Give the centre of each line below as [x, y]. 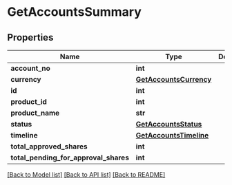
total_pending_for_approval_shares [70, 157]
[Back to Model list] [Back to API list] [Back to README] [86, 175]
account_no [30, 68]
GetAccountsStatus [169, 124]
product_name [35, 113]
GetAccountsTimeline [172, 135]
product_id [29, 102]
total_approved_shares [49, 146]
